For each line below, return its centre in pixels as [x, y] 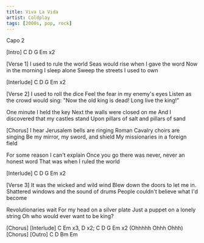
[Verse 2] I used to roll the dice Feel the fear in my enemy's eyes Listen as [99, 94]
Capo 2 [16, 41]
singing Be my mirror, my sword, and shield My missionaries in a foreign [97, 137]
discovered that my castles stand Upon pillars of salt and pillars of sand [96, 118]
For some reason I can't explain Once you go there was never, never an [96, 155]
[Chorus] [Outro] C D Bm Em [42, 234]
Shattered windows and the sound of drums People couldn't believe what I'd [102, 191]
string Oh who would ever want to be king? [60, 216]
